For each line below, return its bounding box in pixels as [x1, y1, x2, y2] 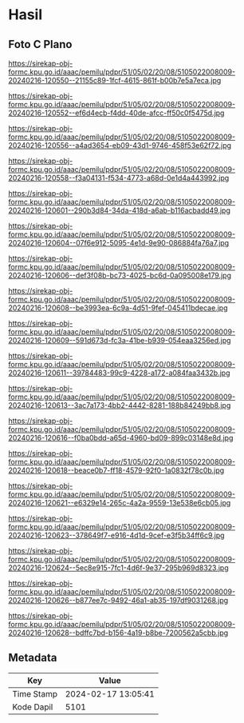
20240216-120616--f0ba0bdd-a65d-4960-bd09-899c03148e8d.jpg [8, 433, 234, 442]
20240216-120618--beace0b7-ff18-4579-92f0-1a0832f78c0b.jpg [8, 465, 225, 475]
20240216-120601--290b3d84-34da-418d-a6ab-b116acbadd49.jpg [8, 206, 231, 215]
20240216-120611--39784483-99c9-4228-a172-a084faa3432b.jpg [8, 368, 230, 377]
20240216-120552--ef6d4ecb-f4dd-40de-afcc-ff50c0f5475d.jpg [8, 108, 225, 118]
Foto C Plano [8, 38, 73, 51]
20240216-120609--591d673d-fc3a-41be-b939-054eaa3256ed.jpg [8, 336, 231, 345]
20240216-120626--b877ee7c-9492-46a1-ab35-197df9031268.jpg [8, 596, 229, 605]
